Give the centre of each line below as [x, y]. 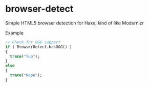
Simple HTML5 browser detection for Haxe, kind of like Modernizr [75, 23]
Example [15, 33]
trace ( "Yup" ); [25, 56]
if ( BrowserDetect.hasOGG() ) [39, 47]
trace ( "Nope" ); [26, 75]
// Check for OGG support [33, 42]
